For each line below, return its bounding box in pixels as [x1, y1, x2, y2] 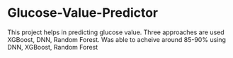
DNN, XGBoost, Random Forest [7, 43, 98, 51]
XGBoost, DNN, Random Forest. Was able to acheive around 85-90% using [7, 35, 227, 43]
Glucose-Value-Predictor [7, 5, 158, 21]
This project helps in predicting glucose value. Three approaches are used [7, 28, 225, 36]
